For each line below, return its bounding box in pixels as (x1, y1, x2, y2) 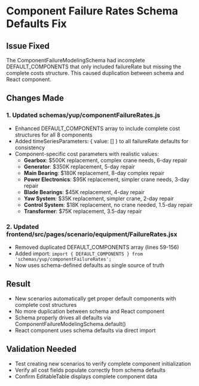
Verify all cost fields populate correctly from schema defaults (14, 366, 166, 373)
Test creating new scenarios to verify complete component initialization (14, 360, 191, 367)
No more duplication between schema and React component (14, 307, 165, 315)
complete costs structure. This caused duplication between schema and (6, 70, 184, 76)
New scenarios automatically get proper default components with (14, 295, 176, 302)
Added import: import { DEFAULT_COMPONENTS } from (14, 250, 143, 257)
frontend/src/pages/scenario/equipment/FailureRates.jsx (6, 230, 177, 238)
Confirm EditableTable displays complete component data (14, 373, 158, 380)
